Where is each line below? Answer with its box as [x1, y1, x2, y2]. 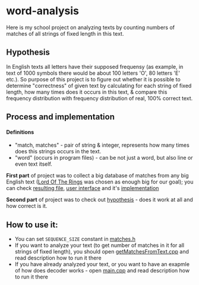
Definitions [6, 128, 34, 135]
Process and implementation [6, 112, 115, 122]
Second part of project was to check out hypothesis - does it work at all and [6, 196, 193, 203]
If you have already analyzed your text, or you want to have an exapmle [14, 261, 190, 268]
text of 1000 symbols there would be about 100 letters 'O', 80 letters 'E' [6, 69, 180, 77]
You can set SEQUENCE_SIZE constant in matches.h [14, 236, 135, 243]
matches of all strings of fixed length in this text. [6, 30, 124, 37]
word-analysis [6, 4, 79, 18]
